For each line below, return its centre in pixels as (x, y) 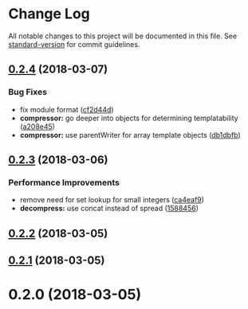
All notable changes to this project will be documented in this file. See (123, 36)
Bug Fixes (28, 92)
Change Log (49, 14)
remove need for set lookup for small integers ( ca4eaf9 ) (112, 200)
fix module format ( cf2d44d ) (67, 109)
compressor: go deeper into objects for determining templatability (129, 118)
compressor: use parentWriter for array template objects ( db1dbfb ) (130, 135)
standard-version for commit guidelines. (74, 44)
